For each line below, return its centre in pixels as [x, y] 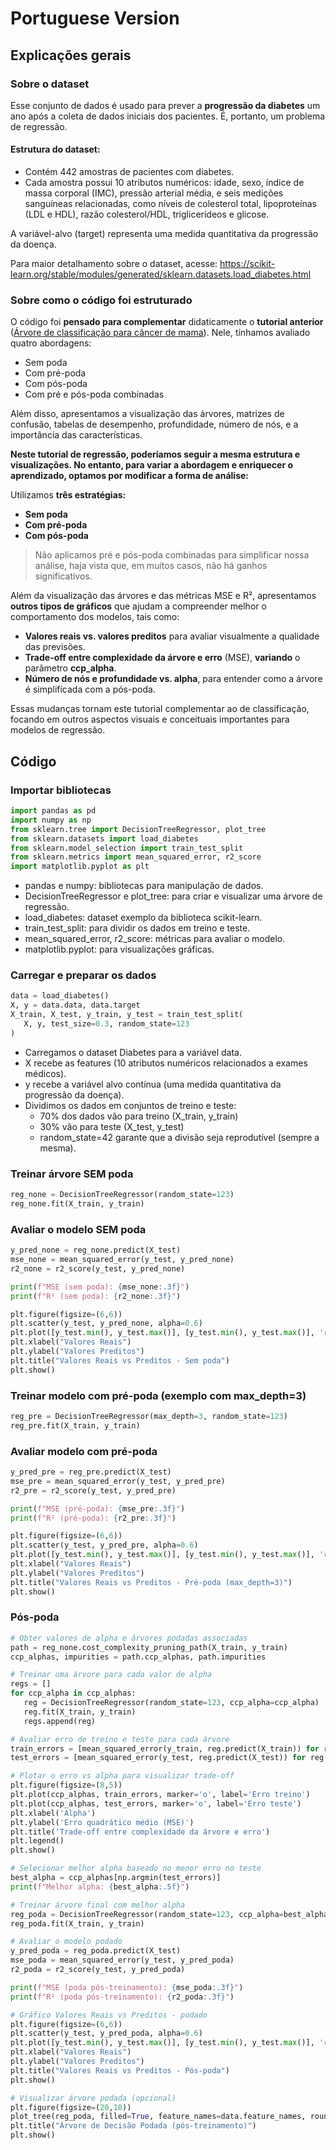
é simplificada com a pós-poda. [90, 689]
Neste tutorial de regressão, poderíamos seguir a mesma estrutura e [155, 454]
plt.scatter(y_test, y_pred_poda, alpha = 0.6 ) [106, 2033]
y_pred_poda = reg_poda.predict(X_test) [96, 1951]
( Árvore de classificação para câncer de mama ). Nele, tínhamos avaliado [160, 333]
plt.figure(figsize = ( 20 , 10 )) [71, 2107]
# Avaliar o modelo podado [66, 1942]
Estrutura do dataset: [55, 149]
